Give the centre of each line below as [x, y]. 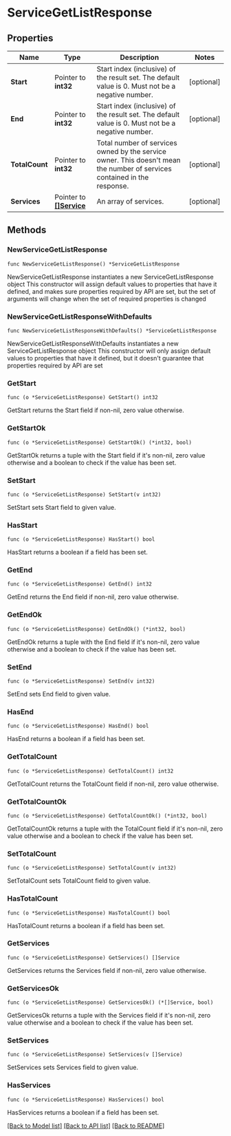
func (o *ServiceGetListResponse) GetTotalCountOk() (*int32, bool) [107, 816]
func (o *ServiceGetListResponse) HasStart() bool [81, 539]
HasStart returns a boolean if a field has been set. [77, 553]
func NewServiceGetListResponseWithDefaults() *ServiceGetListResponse [112, 331]
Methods [27, 230]
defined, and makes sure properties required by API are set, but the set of [112, 291]
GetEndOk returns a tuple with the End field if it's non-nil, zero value [104, 642]
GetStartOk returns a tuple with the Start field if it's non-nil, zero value [106, 455]
